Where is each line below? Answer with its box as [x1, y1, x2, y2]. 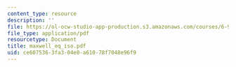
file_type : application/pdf [7, 29, 90, 37]
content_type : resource [7, 10, 77, 17]
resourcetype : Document [7, 36, 77, 43]
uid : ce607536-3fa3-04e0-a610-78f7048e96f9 [7, 50, 137, 57]
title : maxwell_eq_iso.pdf [7, 43, 86, 50]
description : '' [7, 17, 55, 24]
